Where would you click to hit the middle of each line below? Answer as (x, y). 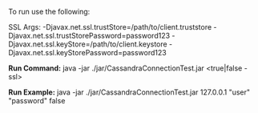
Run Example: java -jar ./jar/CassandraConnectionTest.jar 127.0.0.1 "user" (129, 92)
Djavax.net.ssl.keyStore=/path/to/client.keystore (88, 44)
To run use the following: (49, 12)
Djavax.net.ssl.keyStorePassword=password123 (87, 52)
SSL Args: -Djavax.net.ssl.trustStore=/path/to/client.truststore (110, 27)
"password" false (37, 101)
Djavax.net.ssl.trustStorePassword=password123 (89, 36)
